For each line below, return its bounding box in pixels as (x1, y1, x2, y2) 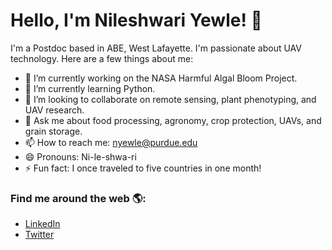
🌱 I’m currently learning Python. (24, 82, 156, 94)
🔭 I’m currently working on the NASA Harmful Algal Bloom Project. (24, 72, 298, 84)
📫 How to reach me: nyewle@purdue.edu (24, 136, 198, 148)
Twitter (24, 229, 55, 241)
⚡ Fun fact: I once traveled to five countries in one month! (24, 162, 262, 174)
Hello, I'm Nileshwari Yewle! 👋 (10, 9, 263, 32)
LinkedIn (24, 218, 61, 230)
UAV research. (24, 104, 85, 116)
